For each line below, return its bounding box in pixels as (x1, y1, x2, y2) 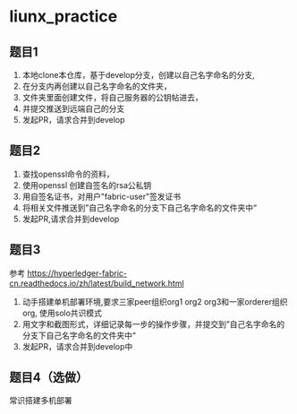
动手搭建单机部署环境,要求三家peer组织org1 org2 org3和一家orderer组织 (21, 296, 288, 306)
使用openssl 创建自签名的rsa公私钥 (21, 179, 152, 190)
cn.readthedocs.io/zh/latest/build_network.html (9, 278, 185, 289)
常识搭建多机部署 (9, 395, 72, 406)
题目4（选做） (9, 370, 89, 385)
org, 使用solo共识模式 (21, 307, 103, 318)
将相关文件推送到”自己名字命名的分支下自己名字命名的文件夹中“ (21, 202, 258, 212)
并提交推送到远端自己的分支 (21, 103, 125, 114)
